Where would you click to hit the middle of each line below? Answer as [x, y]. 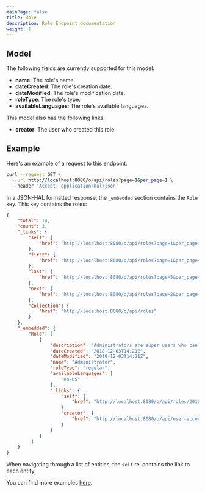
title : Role [21, 18]
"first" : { [42, 255]
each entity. [21, 471]
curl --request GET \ [34, 174]
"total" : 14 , [34, 221]
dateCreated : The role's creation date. [64, 86]
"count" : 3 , [32, 227]
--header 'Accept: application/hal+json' [65, 186]
